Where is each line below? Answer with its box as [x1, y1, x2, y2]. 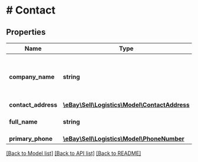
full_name [9, 118, 38, 125]
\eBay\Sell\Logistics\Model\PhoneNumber [62, 135, 184, 143]
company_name [9, 73, 55, 81]
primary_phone [9, 135, 53, 143]
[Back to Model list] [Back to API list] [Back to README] [6, 150, 141, 157]
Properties [6, 27, 46, 37]
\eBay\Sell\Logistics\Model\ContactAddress [62, 101, 190, 109]
